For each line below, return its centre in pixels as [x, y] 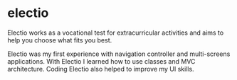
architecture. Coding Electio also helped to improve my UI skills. [101, 69]
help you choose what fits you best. [60, 40]
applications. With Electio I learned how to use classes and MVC [101, 61]
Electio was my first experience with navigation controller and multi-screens [119, 54]
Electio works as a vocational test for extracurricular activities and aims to [116, 33]
